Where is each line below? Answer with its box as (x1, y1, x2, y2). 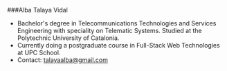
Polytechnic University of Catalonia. (17, 34, 120, 42)
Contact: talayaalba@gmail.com (17, 56, 109, 64)
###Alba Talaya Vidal (7, 6, 68, 14)
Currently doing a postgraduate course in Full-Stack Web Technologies (17, 41, 220, 49)
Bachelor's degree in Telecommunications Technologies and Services (17, 19, 217, 27)
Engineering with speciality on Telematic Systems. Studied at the (17, 27, 202, 34)
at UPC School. (17, 48, 61, 57)
